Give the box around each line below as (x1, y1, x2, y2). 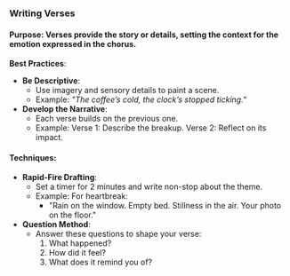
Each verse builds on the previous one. (35, 114, 179, 124)
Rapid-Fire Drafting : (21, 172, 98, 183)
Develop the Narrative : (21, 104, 109, 114)
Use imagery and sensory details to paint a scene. (35, 85, 220, 96)
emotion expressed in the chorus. (9, 38, 136, 49)
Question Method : (21, 219, 91, 230)
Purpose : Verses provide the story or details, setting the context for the (9, 29, 278, 40)
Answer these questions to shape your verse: (35, 229, 202, 240)
